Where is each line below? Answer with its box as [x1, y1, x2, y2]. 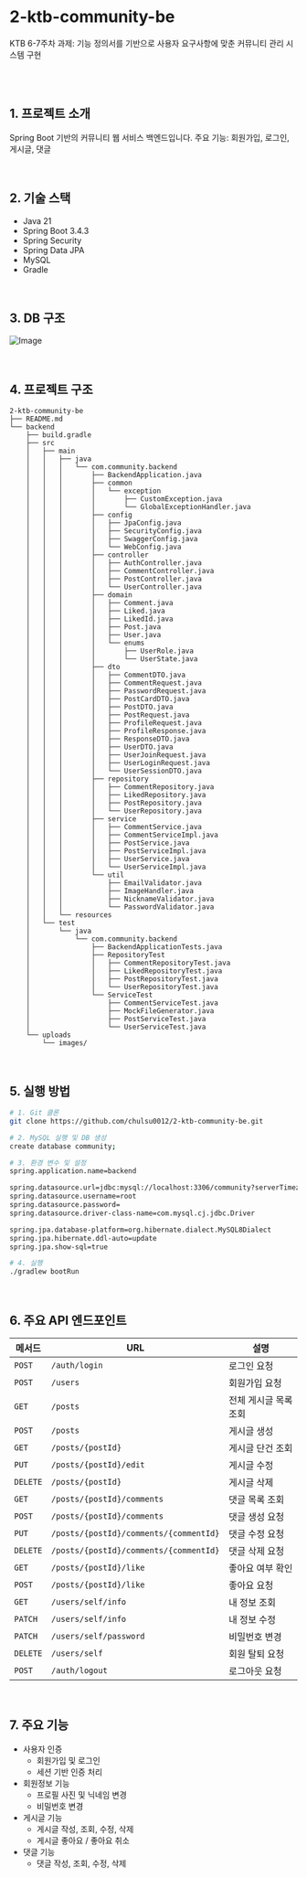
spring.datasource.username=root [9, 1191, 137, 1201]
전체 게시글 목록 [228, 1393, 293, 1406]
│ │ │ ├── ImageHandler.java [26, 887, 195, 896]
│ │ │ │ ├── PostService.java [26, 838, 190, 848]
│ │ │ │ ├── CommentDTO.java [26, 670, 185, 680]
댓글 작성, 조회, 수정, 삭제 [36, 1858, 127, 1869]
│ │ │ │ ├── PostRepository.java [26, 798, 203, 808]
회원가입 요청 [228, 1376, 282, 1389]
